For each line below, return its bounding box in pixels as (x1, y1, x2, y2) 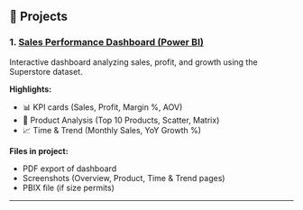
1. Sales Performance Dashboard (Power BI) (9, 36, 205, 49)
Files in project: (9, 145, 69, 156)
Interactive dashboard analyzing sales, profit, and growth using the (9, 56, 259, 68)
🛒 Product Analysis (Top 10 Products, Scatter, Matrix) (22, 114, 220, 125)
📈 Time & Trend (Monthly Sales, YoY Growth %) (22, 124, 201, 135)
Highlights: (9, 83, 52, 95)
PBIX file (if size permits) (22, 182, 115, 193)
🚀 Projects (9, 9, 69, 24)
